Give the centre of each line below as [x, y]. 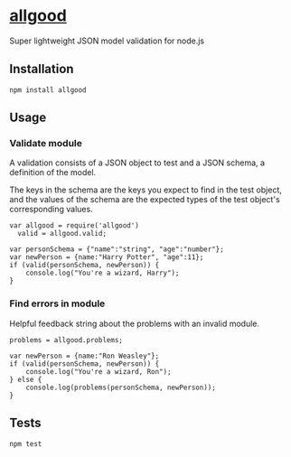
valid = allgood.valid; [62, 234]
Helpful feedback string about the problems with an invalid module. [135, 323]
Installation [42, 69]
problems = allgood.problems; [66, 340]
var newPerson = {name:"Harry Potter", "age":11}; [107, 257]
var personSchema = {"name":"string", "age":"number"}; [117, 249]
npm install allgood [48, 90]
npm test [26, 443]
